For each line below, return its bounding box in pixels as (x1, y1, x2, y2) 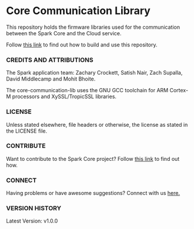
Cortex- (169, 87, 189, 94)
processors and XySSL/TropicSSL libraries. (12, 93, 116, 100)
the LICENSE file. (6, 127, 48, 134)
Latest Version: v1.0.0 (6, 217, 58, 224)
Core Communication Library (6, 4, 151, 18)
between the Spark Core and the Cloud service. (6, 29, 122, 36)
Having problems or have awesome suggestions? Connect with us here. (6, 190, 180, 197)
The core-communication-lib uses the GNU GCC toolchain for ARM (6, 87, 169, 94)
